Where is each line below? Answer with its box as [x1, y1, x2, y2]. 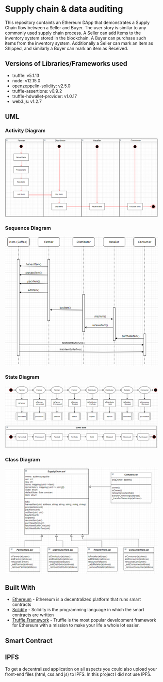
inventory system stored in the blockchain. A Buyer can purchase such [5, 35, 147, 41]
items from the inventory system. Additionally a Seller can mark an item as [5, 40, 153, 46]
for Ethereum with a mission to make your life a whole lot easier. [12, 623, 140, 628]
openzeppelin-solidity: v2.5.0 [12, 83, 71, 89]
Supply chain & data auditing [5, 3, 123, 15]
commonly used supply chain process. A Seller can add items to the [5, 30, 141, 36]
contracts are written [12, 612, 54, 618]
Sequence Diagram [5, 224, 51, 231]
